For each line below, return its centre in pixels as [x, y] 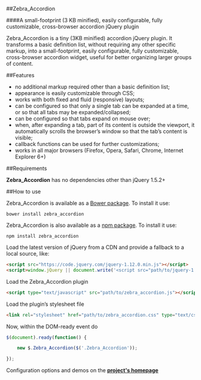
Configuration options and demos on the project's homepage [82, 370]
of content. [20, 63]
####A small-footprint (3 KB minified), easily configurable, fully [84, 20]
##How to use [24, 191]
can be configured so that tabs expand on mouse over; [83, 118]
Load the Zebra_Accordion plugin [47, 281]
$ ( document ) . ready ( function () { [46, 338]
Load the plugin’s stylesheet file [45, 304]
